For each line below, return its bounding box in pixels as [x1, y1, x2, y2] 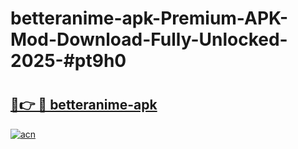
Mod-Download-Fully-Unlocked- [10, 28, 288, 51]
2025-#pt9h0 [10, 50, 127, 72]
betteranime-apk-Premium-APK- [10, 7, 289, 30]
